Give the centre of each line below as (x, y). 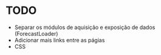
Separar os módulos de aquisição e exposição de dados (85, 27)
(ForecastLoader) (36, 33)
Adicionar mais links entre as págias (60, 40)
